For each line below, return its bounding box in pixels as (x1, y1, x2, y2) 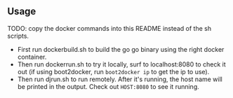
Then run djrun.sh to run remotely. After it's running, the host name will (17, 75, 222, 83)
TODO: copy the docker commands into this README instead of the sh (7, 24, 212, 32)
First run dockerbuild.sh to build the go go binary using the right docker (17, 45, 225, 53)
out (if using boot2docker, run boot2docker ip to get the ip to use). (17, 67, 210, 76)
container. (17, 52, 47, 61)
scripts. (7, 31, 29, 40)
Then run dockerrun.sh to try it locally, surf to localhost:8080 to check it (17, 59, 226, 69)
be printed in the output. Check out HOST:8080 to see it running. (17, 82, 200, 90)
